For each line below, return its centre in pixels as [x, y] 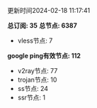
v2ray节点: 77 [38, 71]
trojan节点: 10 [37, 80]
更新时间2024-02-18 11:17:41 [49, 10]
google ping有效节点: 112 [44, 56]
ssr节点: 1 [32, 97]
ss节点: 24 [33, 88]
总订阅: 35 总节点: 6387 [42, 26]
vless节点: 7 [35, 40]
